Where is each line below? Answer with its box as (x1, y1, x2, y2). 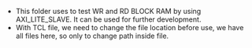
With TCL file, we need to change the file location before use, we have (15, 23, 244, 32)
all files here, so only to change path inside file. (15, 31, 169, 40)
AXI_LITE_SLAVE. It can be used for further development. (15, 15, 202, 24)
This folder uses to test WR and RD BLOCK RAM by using (15, 7, 202, 15)
